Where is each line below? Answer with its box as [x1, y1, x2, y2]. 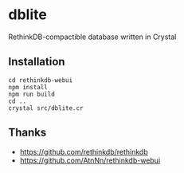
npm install [8, 83, 48, 91]
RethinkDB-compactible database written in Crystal [8, 32, 177, 41]
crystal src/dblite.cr [8, 104, 84, 112]
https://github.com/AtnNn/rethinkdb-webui [19, 155, 161, 165]
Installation [8, 55, 65, 69]
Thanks [8, 126, 47, 140]
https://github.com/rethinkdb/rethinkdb [19, 147, 149, 156]
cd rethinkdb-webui [8, 76, 73, 85]
